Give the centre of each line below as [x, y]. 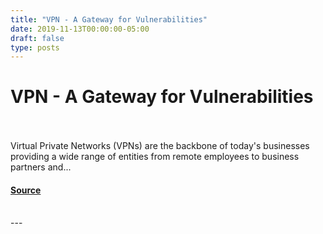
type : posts [35, 47]
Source [26, 190]
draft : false [37, 38]
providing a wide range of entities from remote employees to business [155, 157]
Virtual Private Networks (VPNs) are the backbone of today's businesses [160, 146]
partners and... [41, 167]
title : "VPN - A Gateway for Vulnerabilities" [109, 19]
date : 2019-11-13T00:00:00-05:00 [80, 29]
